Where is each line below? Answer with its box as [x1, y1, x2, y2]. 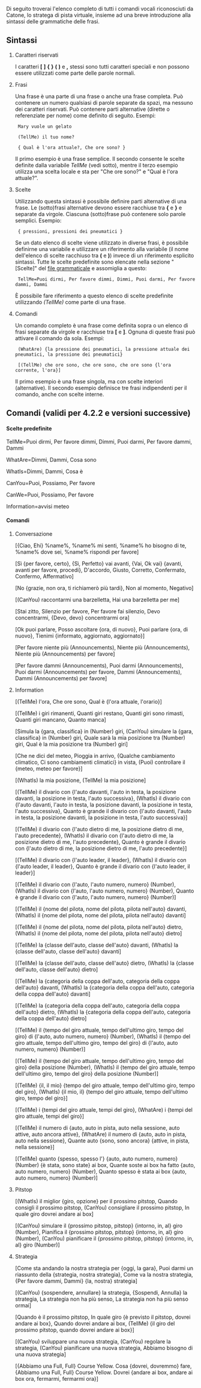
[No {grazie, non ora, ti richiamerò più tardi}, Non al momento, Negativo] [14, 584, 194, 592]
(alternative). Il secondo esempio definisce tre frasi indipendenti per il [14, 384, 187, 391]
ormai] [14, 1301, 32, 1309]
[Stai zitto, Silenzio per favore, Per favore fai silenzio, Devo [14, 607, 160, 615]
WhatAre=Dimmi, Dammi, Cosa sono [6, 456, 97, 463]
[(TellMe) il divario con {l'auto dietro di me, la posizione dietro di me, [14, 825, 184, 832]
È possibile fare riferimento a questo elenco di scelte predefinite [14, 292, 173, 299]
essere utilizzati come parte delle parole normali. [14, 69, 136, 76]
